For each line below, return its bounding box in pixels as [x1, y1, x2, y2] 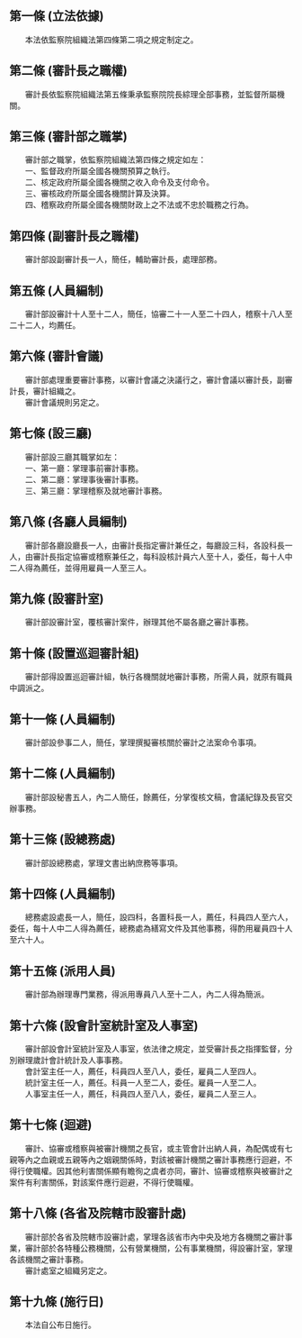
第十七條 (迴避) [9, 1117, 93, 1133]
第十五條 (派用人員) [9, 963, 116, 978]
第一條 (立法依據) [9, 8, 104, 24]
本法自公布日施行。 [24, 1319, 96, 1331]
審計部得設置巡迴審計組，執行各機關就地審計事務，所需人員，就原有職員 [24, 671, 293, 682]
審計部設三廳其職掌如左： [24, 451, 120, 462]
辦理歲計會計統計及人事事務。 [16, 1055, 128, 1065]
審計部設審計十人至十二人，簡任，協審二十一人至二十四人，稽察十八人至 [24, 309, 293, 320]
